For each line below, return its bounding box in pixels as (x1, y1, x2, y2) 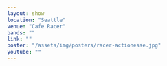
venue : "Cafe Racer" (7, 23, 67, 30)
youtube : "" (7, 49, 41, 56)
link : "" (7, 36, 32, 43)
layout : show (7, 10, 45, 17)
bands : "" (7, 29, 36, 36)
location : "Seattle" (7, 16, 67, 23)
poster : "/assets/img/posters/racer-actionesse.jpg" (7, 42, 162, 49)
